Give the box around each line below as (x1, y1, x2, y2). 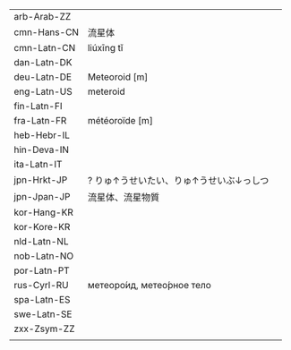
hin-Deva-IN (13, 143, 70, 156)
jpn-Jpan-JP (13, 191, 71, 202)
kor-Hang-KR (13, 206, 73, 218)
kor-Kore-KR (13, 221, 71, 233)
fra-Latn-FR (13, 115, 67, 126)
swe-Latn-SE (13, 308, 73, 320)
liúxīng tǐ (87, 42, 124, 54)
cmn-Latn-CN (13, 42, 76, 54)
